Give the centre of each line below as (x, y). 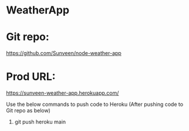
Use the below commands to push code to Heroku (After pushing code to (95, 104)
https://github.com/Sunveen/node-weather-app (64, 53)
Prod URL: (31, 77)
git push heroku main (40, 122)
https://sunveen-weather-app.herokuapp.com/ (63, 93)
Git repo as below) (28, 111)
